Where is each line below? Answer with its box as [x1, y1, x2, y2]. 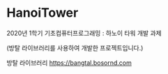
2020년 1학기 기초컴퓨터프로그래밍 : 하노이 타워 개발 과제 [6, 29, 162, 37]
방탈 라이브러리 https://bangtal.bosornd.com [6, 58, 132, 67]
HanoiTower [6, 5, 79, 21]
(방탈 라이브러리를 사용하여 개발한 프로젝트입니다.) [6, 43, 144, 52]
